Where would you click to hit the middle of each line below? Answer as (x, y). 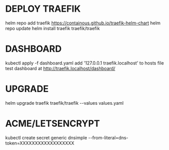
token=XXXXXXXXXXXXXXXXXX (40, 143)
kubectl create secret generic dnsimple (46, 137)
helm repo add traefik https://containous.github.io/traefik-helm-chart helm (83, 23)
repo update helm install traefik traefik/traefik (53, 28)
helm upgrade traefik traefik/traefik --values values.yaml (64, 103)
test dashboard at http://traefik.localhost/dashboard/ (60, 68)
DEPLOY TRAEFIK (43, 9)
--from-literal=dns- (108, 137)
